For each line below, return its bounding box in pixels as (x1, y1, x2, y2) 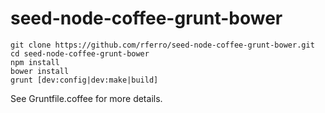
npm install (10, 57, 60, 67)
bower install (10, 66, 70, 76)
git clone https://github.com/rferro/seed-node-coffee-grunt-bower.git (10, 40, 315, 50)
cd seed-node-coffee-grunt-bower (10, 48, 150, 59)
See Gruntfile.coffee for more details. (10, 92, 163, 104)
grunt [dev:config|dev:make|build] (10, 75, 159, 85)
